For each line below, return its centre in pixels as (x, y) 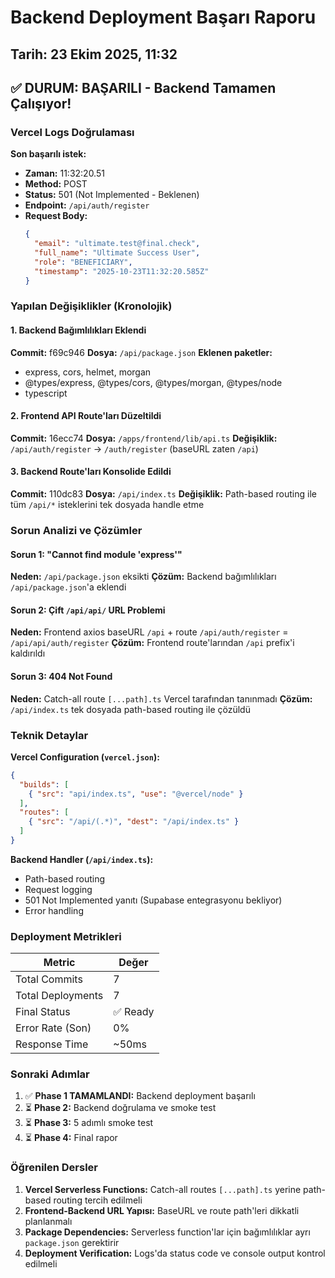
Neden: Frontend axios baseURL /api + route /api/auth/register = (149, 632)
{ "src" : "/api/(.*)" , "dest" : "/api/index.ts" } (134, 822)
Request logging (58, 889)
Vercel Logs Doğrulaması (72, 132)
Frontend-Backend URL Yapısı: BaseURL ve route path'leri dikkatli (162, 1210)
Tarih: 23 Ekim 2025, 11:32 (94, 54)
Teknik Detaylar (49, 735)
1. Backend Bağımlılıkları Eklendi (78, 330)
